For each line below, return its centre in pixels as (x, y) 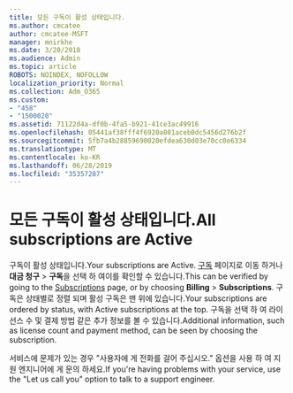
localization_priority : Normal (67, 83)
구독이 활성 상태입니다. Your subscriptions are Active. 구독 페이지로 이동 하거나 (146, 266)
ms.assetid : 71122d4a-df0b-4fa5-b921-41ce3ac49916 (104, 125)
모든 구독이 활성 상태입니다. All (113, 220)
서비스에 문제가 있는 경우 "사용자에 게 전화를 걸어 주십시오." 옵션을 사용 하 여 (140, 358)
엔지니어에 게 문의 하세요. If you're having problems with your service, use (149, 369)
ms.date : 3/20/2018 (45, 50)
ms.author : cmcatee (45, 26)
